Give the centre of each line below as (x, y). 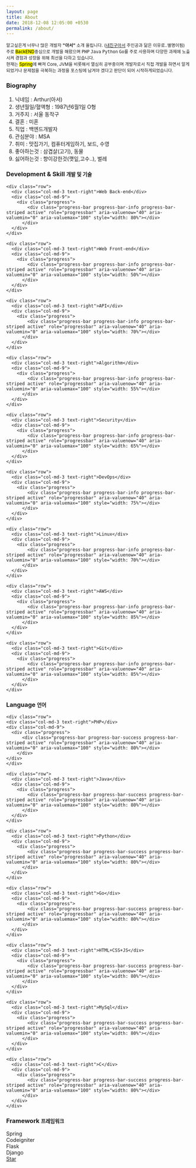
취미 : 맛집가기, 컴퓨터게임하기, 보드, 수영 (62, 143)
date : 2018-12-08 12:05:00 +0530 (47, 23)
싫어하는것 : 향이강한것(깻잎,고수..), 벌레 (61, 158)
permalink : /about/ (30, 28)
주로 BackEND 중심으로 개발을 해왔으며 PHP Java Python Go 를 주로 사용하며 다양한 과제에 (94, 52)
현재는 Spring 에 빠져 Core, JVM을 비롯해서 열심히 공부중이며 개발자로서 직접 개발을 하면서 (93, 65)
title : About (22, 17)
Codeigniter (20, 1140)
